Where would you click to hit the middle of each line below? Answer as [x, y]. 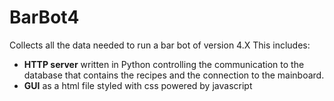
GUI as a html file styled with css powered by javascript [138, 85]
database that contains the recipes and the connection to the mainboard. [174, 75]
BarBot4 [44, 17]
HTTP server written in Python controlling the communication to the [164, 64]
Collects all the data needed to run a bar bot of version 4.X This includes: [160, 45]
